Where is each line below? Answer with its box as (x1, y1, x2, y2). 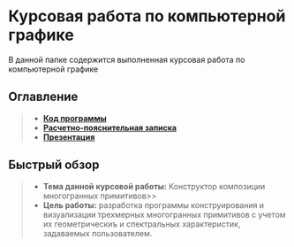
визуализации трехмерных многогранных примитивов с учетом (42, 209, 286, 220)
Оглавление (8, 89, 79, 104)
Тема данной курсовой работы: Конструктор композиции (42, 181, 266, 191)
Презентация (42, 131, 95, 143)
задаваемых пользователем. (42, 228, 153, 238)
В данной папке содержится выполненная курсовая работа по (8, 54, 245, 65)
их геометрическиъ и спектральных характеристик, (42, 219, 241, 229)
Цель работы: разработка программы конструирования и (42, 199, 265, 210)
